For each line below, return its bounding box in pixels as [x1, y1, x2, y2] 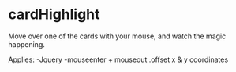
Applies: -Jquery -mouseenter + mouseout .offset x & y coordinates [8, 55, 229, 64]
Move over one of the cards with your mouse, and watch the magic [8, 31, 227, 41]
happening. [8, 39, 45, 49]
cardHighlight [8, 5, 100, 23]
